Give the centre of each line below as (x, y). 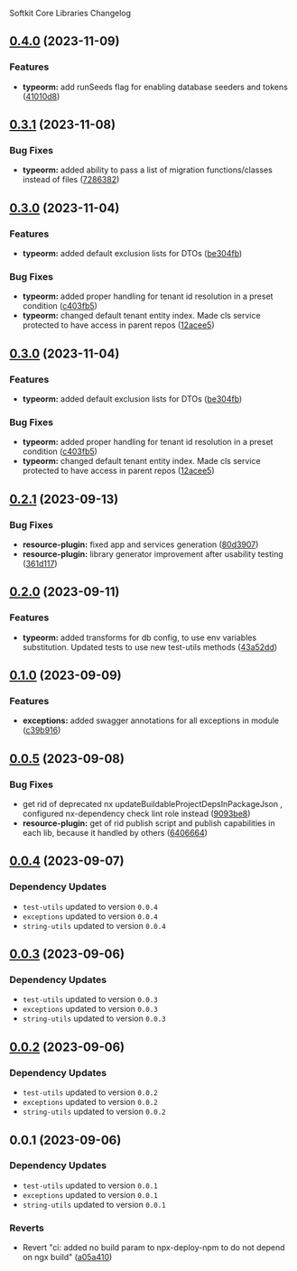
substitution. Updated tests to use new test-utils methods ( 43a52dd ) (150, 647)
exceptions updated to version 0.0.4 (90, 916)
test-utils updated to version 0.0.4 (90, 906)
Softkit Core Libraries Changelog (70, 13)
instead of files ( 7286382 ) (71, 180)
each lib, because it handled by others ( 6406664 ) (115, 833)
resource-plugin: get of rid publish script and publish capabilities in (148, 823)
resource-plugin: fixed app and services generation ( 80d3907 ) (140, 544)
